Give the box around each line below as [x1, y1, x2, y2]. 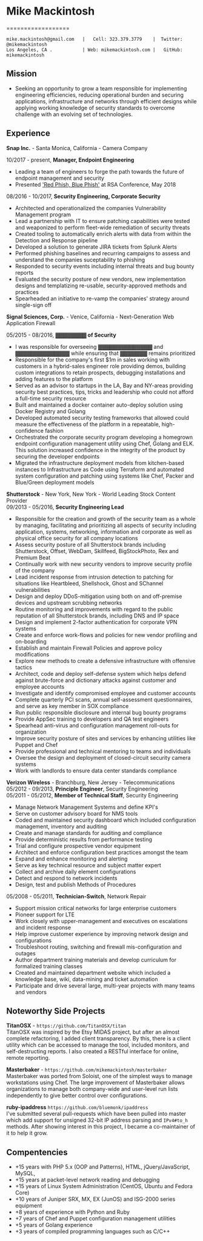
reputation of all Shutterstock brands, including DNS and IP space [15, 612, 179, 619]
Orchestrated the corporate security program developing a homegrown [15, 433, 193, 441]
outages [15, 949, 36, 957]
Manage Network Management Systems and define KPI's [15, 803, 159, 811]
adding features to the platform [15, 375, 93, 382]
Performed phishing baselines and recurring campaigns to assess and [15, 249, 191, 256]
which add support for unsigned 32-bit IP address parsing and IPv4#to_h [6, 1116, 188, 1124]
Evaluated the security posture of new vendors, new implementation [15, 275, 186, 283]
